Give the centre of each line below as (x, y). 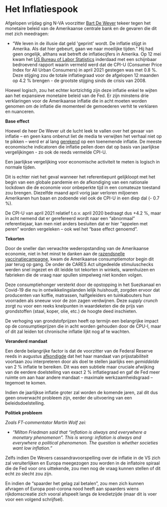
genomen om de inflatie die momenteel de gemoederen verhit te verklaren (82, 106)
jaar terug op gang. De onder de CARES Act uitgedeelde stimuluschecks (79, 264)
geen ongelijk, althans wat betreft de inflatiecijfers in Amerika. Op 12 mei (86, 54)
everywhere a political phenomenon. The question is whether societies (85, 442)
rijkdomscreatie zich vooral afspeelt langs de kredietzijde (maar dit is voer (81, 494)
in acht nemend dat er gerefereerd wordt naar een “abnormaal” (70, 218)
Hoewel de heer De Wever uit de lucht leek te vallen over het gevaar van (79, 130)
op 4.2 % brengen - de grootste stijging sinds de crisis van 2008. (79, 80)
